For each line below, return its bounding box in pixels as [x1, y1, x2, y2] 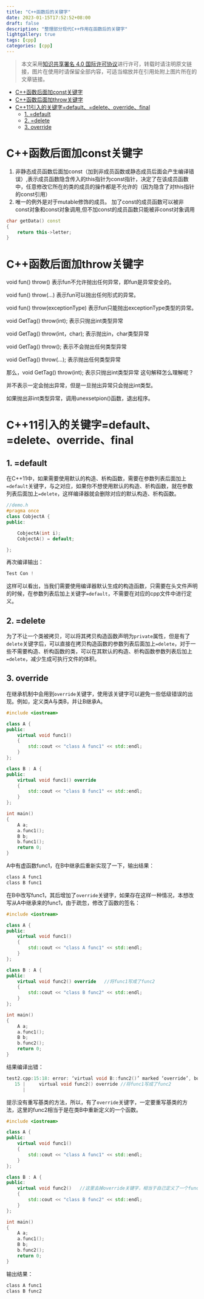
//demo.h [6, 502, 29, 508]
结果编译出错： [6, 1063, 44, 1070]
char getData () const [6, 218, 61, 224]
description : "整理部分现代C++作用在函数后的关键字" [6, 26, 128, 32]
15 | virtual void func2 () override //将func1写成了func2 [14, 1081, 172, 1087]
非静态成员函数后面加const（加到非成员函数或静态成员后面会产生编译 [15, 168, 189, 175]
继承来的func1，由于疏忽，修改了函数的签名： [25, 899, 141, 906]
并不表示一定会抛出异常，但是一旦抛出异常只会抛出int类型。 [6, 382, 157, 389]
